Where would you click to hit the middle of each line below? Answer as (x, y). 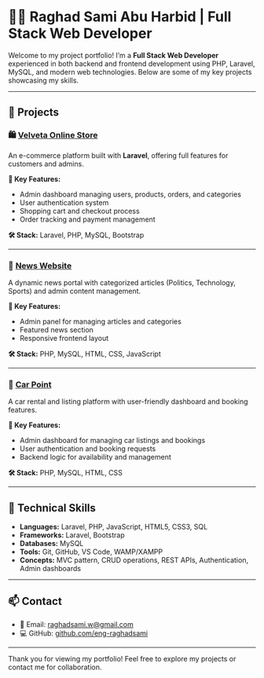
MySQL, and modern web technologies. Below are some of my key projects (130, 71)
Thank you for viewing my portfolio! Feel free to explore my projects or (122, 658)
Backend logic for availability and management (95, 457)
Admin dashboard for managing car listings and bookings (112, 441)
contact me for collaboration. (55, 667)
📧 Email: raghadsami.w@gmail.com (76, 624)
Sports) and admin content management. (75, 291)
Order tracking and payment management (87, 219)
